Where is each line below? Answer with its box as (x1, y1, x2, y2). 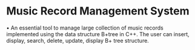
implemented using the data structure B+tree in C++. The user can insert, (6, 30, 190, 37)
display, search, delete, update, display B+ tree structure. (6, 37, 150, 44)
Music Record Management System (6, 4, 190, 18)
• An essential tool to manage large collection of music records (6, 24, 164, 31)
